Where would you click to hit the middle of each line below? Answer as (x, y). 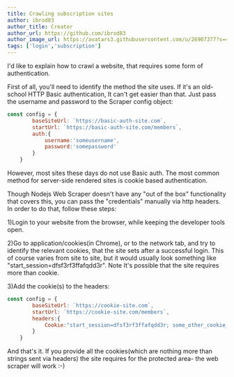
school (17, 94)
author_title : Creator (40, 26)
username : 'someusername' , (82, 140)
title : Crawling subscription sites (60, 14)
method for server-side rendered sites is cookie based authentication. (107, 180)
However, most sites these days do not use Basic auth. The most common (114, 173)
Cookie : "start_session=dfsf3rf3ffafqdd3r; (107, 325)
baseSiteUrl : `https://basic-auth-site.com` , (100, 121)
